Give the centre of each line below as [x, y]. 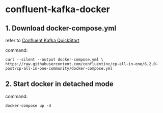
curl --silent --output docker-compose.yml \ [54, 60]
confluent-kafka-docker [58, 9]
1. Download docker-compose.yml [61, 28]
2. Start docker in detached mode [59, 84]
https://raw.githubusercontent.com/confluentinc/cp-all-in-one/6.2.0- [82, 64]
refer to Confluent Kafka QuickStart [43, 40]
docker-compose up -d [28, 105]
